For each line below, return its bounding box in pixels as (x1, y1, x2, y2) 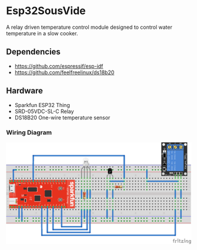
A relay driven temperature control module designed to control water (6, 24, 172, 31)
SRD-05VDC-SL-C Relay (14, 108, 75, 115)
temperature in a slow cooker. (6, 29, 78, 36)
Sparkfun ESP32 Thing (14, 101, 71, 108)
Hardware (6, 86, 43, 96)
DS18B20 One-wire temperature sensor (14, 114, 111, 121)
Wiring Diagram (6, 128, 52, 136)
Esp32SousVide (6, 4, 86, 18)
